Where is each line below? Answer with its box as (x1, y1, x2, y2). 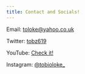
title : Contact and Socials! (6, 8, 80, 15)
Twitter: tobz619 (6, 37, 47, 44)
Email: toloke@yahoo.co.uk (6, 25, 75, 33)
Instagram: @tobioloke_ (6, 61, 66, 68)
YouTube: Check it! (6, 49, 53, 56)
